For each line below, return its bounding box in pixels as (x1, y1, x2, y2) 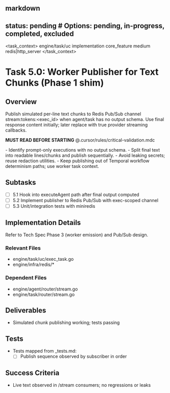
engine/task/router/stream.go (12, 291, 75, 298)
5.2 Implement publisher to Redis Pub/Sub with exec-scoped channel (12, 198, 159, 204)
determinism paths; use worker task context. (5, 163, 100, 169)
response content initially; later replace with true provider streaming (5, 122, 148, 128)
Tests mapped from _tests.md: (12, 348, 77, 354)
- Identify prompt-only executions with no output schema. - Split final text (5, 147, 160, 153)
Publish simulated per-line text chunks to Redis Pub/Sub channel (5, 111, 141, 117)
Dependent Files (5, 274, 47, 281)
